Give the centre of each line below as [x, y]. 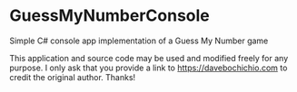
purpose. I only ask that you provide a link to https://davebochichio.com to [148, 68]
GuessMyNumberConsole [110, 16]
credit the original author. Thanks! [73, 77]
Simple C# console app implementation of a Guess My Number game [139, 41]
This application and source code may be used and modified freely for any [149, 58]
